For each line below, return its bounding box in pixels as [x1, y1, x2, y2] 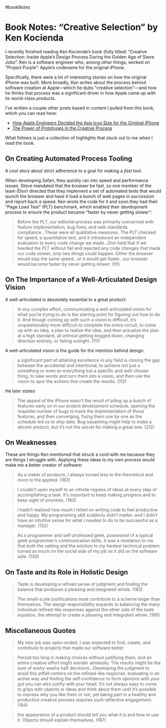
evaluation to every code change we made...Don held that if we [17, 240, 147, 246]
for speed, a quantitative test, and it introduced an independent [17, 234, 147, 240]
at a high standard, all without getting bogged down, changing [17, 332, 145, 338]
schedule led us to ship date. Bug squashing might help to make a [17, 418, 152, 424]
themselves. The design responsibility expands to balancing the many [17, 602, 160, 608]
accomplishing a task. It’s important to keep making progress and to [17, 492, 156, 498]
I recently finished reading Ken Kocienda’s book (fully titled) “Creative [5, 48, 147, 54]
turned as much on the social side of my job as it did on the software [17, 548, 158, 554]
